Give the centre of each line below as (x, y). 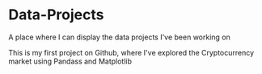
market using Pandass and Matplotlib (70, 61)
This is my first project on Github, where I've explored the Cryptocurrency (131, 52)
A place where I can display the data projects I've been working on (119, 37)
